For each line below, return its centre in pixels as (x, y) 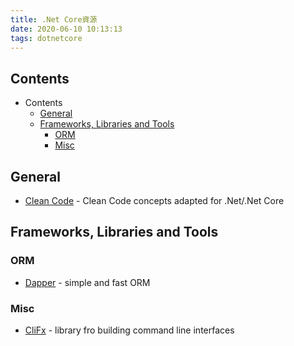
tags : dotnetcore (46, 38)
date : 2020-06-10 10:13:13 (66, 29)
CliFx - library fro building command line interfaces (129, 330)
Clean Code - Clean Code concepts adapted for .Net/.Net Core (154, 200)
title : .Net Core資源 (54, 19)
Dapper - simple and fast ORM (87, 282)
